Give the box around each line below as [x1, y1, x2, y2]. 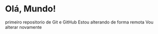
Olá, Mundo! [5, 3, 56, 14]
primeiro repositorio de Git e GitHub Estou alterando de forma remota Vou [5, 19, 154, 25]
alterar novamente [5, 24, 42, 30]
